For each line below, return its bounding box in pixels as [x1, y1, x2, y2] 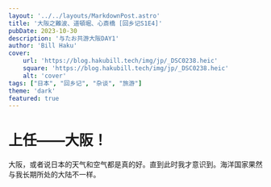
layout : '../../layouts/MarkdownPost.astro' [8, 11, 161, 20]
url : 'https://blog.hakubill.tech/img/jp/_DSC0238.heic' [23, 57, 219, 65]
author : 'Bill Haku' [8, 42, 78, 50]
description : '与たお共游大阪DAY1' [8, 34, 119, 43]
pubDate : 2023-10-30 [8, 27, 78, 35]
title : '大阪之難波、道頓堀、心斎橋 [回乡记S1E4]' [8, 19, 163, 27]
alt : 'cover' [23, 72, 67, 80]
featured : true [8, 94, 60, 102]
